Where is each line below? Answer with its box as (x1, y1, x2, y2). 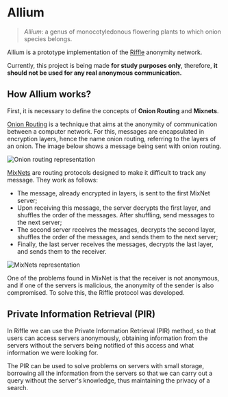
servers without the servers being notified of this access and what (7, 341, 194, 349)
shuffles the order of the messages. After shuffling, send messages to (16, 210, 215, 219)
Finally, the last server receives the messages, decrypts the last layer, (16, 240, 214, 248)
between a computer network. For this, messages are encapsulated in (7, 127, 205, 135)
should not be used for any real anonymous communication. (7, 69, 182, 77)
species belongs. (23, 34, 73, 43)
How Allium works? (7, 88, 92, 100)
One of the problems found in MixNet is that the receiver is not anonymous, (7, 274, 220, 282)
